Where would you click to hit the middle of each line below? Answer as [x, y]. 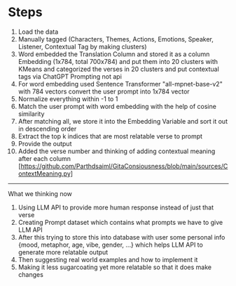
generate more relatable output [63, 252]
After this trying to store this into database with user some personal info [122, 237]
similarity [31, 114]
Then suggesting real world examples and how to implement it [108, 259]
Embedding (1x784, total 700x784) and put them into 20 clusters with [118, 61]
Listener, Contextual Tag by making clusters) [82, 46]
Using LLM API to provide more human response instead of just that [116, 207]
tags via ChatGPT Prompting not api [70, 76]
